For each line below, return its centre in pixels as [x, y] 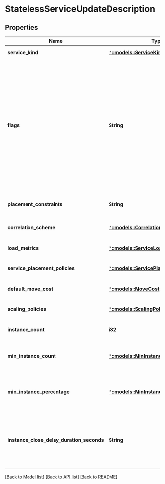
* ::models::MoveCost [134, 289]
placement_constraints [35, 204]
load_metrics [23, 248]
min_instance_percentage [39, 392]
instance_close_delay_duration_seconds [56, 440]
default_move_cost [30, 289]
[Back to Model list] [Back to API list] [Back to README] [61, 477]
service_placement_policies [41, 268]
